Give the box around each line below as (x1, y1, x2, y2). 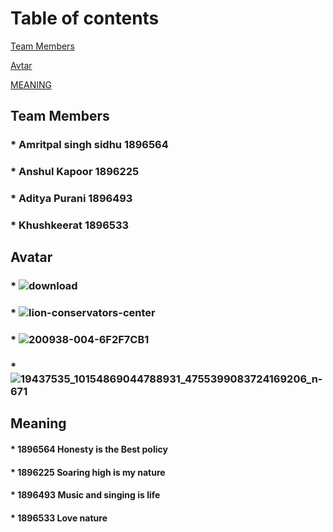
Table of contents (10, 7, 160, 30)
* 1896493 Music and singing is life (10, 489, 161, 501)
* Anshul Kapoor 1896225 (10, 165, 140, 179)
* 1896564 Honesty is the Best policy (10, 443, 168, 456)
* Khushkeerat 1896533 (10, 218, 130, 232)
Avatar (10, 249, 53, 266)
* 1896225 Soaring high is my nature (10, 466, 166, 478)
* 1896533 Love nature (10, 512, 108, 524)
